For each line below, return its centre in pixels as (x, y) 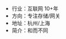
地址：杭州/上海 (31, 23)
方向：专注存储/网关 (36, 16)
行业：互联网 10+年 (35, 8)
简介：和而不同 (30, 30)
